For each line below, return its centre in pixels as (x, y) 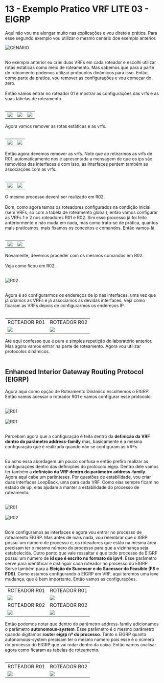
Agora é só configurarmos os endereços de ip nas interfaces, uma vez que (81, 295)
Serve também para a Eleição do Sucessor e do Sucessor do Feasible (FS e (82, 569)
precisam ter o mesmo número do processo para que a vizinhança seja (77, 548)
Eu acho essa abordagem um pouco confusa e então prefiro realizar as (77, 461)
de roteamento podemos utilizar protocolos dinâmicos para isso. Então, (77, 72)
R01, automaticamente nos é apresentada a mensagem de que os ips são (79, 159)
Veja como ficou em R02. (31, 265)
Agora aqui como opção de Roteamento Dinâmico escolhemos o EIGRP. (77, 391)
